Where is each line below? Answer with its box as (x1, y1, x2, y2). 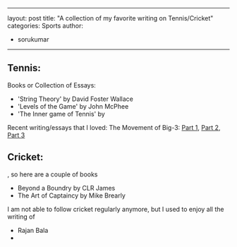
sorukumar (17, 35, 49, 43)
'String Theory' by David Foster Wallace (17, 95, 134, 103)
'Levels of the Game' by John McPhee (17, 102, 129, 110)
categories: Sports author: (7, 22, 83, 30)
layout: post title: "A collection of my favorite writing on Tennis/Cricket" (7, 14, 214, 22)
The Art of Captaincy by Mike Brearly (17, 191, 126, 200)
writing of (7, 212, 35, 221)
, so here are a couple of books (7, 170, 98, 179)
